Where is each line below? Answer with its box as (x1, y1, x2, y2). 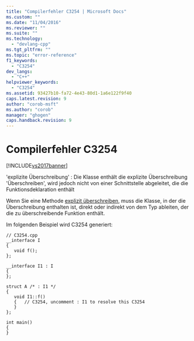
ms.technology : (6, 36, 43, 42)
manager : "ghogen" (6, 112, 51, 118)
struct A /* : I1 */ (6, 284, 57, 290)
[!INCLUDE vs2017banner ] (6, 162, 68, 169)
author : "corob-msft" (6, 101, 59, 107)
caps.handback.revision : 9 (6, 118, 72, 124)
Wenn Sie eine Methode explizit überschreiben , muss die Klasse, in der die (6, 197, 186, 204)
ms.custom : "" (6, 14, 41, 20)
